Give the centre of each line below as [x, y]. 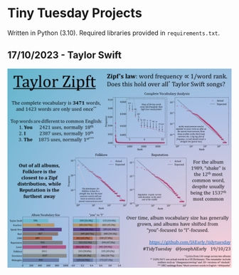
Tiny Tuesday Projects [75, 13]
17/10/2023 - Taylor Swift [65, 55]
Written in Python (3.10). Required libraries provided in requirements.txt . [114, 33]
